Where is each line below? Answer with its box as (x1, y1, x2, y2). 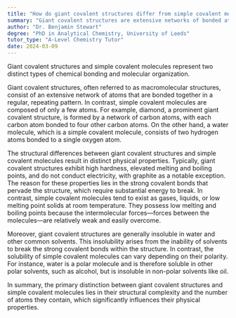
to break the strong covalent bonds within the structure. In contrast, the (7, 245, 214, 253)
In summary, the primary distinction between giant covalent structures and (7, 281, 223, 289)
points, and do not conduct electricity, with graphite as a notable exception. (7, 171, 226, 180)
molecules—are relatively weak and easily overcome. (7, 216, 162, 225)
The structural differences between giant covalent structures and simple (7, 149, 216, 157)
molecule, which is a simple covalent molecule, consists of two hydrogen (7, 128, 219, 136)
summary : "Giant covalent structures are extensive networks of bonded (7, 17, 221, 24)
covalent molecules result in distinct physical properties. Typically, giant (7, 157, 216, 165)
